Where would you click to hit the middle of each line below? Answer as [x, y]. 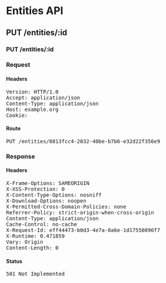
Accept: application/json [43, 97]
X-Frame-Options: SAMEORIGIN [48, 183]
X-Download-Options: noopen [46, 201]
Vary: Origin [25, 242]
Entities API [35, 11]
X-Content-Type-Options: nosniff [54, 195]
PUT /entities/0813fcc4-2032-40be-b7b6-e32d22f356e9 [83, 141]
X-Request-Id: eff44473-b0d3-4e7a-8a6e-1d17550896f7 [83, 230]
